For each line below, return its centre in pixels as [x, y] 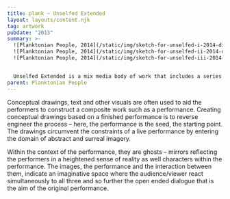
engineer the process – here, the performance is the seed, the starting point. [115, 124]
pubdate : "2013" [30, 32]
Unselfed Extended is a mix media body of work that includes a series [118, 76]
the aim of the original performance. [58, 188]
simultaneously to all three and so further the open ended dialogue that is [111, 181]
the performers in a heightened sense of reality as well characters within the [115, 159]
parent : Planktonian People [47, 83]
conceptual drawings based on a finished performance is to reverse [103, 116]
